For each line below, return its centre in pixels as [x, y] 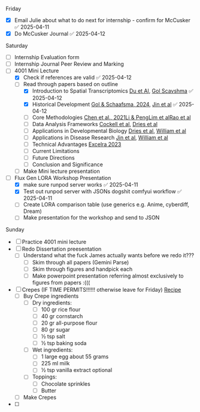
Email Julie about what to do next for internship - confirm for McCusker [102, 20]
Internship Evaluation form [47, 57]
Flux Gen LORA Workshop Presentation [63, 178]
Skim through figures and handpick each [82, 269]
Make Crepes [40, 397]
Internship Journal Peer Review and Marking [69, 64]
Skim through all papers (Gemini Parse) [81, 262]
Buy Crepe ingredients [51, 296]
